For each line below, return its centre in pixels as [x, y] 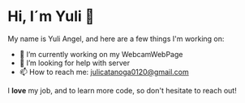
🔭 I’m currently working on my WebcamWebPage [101, 54]
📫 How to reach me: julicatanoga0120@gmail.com [104, 72]
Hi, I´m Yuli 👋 [51, 16]
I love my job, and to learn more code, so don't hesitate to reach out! [122, 90]
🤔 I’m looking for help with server [75, 63]
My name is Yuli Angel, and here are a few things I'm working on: [116, 39]
